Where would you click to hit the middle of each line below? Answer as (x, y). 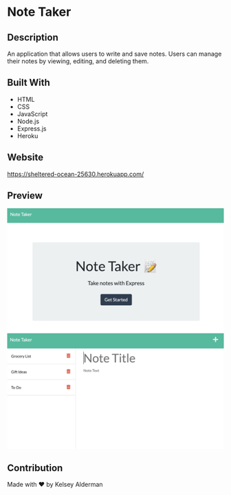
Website (25, 158)
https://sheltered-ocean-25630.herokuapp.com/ (76, 174)
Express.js (32, 129)
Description (33, 37)
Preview (25, 196)
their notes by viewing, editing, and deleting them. (78, 61)
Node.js (28, 121)
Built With (29, 83)
